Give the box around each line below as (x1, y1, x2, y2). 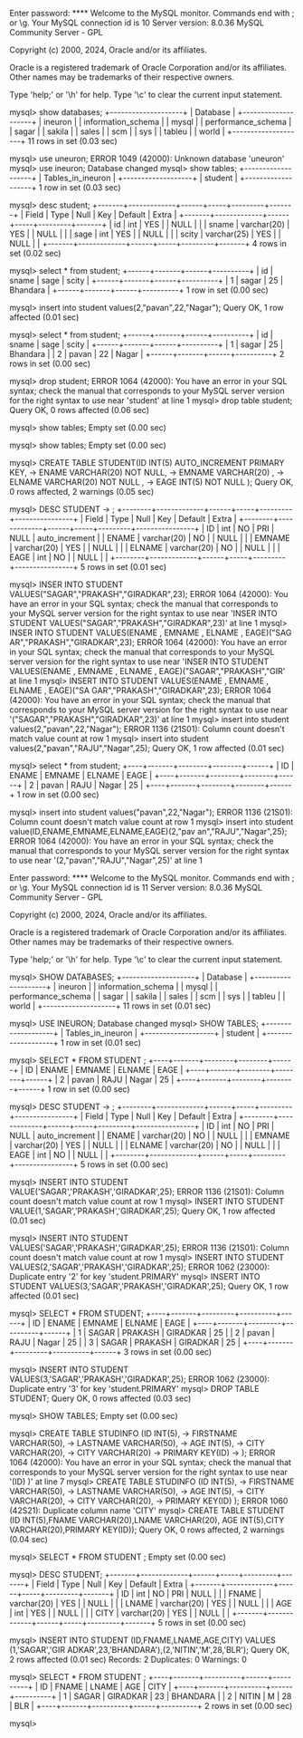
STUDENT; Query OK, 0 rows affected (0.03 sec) (9, 1393, 192, 1404)
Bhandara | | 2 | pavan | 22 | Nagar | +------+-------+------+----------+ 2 (9, 349, 285, 359)
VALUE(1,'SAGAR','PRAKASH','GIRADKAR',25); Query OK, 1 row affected (9, 1205, 276, 1216)
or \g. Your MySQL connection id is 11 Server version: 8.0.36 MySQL (9, 883, 262, 893)
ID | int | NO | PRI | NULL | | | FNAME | (120, 1588, 262, 1598)
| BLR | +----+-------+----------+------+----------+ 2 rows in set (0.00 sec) (9, 1701, 293, 1711)
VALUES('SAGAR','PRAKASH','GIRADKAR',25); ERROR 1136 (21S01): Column (9, 1242, 289, 1253)
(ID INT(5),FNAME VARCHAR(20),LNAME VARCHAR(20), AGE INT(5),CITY (9, 1515, 285, 1525)
